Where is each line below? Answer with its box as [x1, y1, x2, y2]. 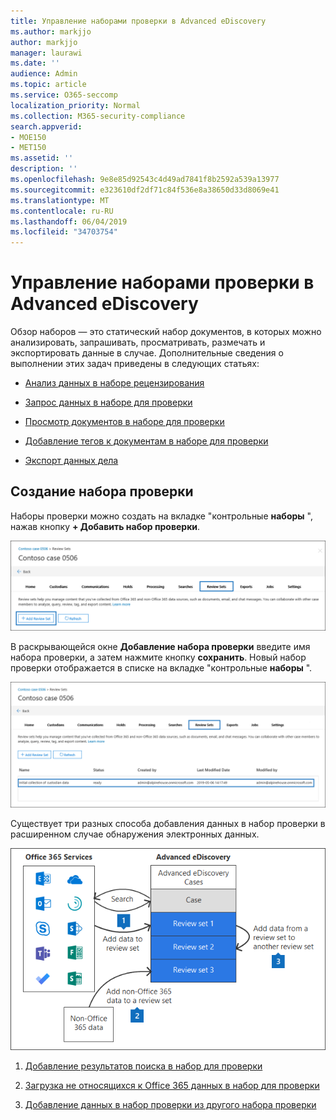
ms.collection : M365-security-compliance [10, 111, 186, 121]
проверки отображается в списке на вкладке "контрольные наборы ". [10, 661, 313, 674]
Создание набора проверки [10, 483, 194, 500]
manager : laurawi [10, 48, 83, 58]
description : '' [10, 164, 78, 174]
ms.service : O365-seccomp [10, 90, 118, 100]
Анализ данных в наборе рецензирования [24, 377, 205, 389]
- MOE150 [10, 132, 47, 142]
